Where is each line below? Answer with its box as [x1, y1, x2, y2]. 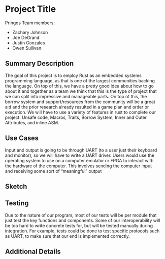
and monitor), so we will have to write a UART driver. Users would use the [5, 152, 155, 158]
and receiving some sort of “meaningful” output [5, 168, 102, 174]
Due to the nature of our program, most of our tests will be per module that [5, 212, 157, 218]
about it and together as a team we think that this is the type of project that [5, 88, 157, 94]
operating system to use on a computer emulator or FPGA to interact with [5, 157, 154, 163]
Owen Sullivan [12, 45, 42, 51]
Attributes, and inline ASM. [5, 119, 59, 125]
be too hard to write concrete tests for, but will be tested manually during [5, 222, 153, 228]
